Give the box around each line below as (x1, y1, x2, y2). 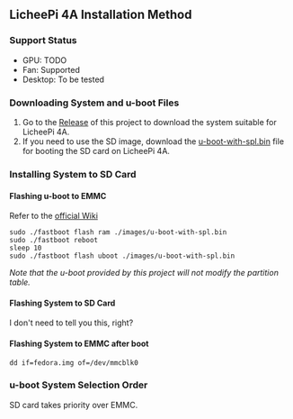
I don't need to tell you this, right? (9, 317, 134, 328)
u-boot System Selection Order (9, 378, 148, 391)
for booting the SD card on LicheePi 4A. (22, 145, 171, 156)
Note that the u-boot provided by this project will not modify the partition (9, 268, 279, 278)
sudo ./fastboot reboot (9, 236, 99, 245)
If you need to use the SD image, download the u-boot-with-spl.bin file (22, 135, 285, 147)
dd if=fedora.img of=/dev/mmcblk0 (9, 358, 139, 368)
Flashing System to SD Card (9, 297, 116, 308)
